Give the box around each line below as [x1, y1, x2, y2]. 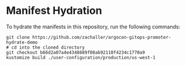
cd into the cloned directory [11, 45, 85, 50]
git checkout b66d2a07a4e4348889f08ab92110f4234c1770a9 [6, 49, 145, 56]
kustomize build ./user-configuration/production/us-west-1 [6, 54, 156, 60]
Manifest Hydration [6, 4, 102, 17]
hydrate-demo [6, 39, 38, 45]
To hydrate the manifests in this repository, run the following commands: [6, 23, 181, 30]
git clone [6, 34, 30, 40]
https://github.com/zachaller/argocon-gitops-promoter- [32, 34, 171, 40]
